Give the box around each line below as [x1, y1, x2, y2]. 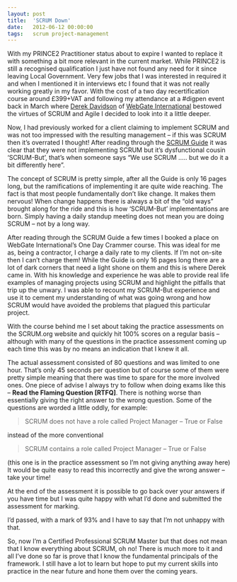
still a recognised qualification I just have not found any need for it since [7, 64, 217, 73]
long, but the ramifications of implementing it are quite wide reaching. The [7, 182, 224, 191]
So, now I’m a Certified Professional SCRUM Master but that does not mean [7, 537, 228, 545]
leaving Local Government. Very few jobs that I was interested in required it [7, 72, 226, 81]
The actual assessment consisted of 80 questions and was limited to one [7, 359, 220, 367]
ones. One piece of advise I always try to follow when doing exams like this [7, 381, 226, 390]
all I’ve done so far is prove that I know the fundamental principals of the [7, 552, 219, 561]
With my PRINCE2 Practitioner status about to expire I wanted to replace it [7, 50, 223, 58]
